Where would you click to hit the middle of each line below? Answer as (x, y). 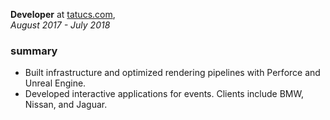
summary (34, 51)
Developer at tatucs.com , (63, 14)
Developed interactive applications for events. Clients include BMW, (164, 94)
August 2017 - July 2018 (60, 25)
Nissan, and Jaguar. (66, 105)
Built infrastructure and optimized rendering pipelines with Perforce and (172, 73)
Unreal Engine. (55, 83)
